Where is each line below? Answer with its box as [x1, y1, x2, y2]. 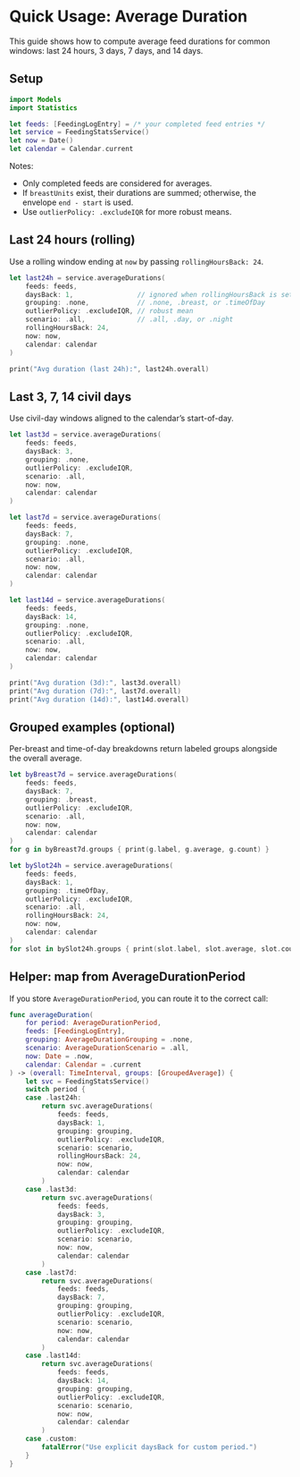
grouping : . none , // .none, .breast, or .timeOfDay [25, 298, 266, 308]
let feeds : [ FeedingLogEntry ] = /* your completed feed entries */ [9, 119, 266, 129]
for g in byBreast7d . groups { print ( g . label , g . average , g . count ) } [9, 845, 270, 854]
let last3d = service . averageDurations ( [9, 430, 162, 439]
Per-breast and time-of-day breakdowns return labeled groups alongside [9, 743, 278, 754]
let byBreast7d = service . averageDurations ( [9, 770, 178, 779]
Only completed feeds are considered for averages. [21, 178, 212, 189]
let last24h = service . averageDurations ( [9, 273, 166, 283]
